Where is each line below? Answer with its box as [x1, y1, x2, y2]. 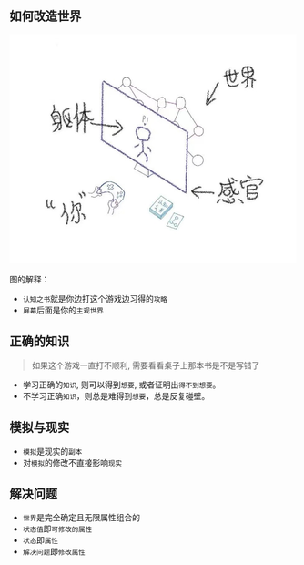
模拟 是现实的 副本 [22, 446, 83, 457]
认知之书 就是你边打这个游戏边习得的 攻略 [22, 293, 168, 303]
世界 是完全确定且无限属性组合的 [22, 512, 141, 523]
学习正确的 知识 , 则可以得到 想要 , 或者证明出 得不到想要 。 [22, 379, 221, 390]
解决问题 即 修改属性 [22, 546, 86, 558]
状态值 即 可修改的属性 [22, 523, 93, 535]
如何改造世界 [9, 8, 82, 25]
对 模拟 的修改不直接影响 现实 [22, 457, 123, 467]
